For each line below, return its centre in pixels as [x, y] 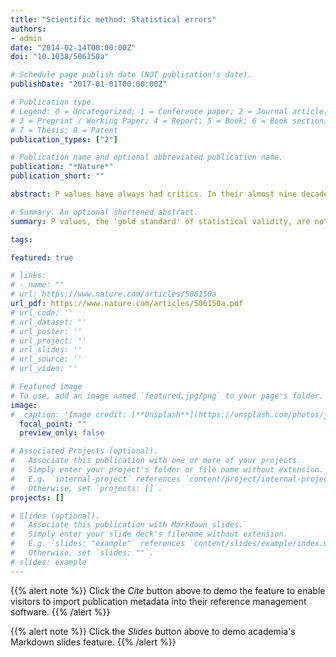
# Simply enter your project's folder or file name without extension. [167, 470]
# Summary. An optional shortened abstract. [104, 212]
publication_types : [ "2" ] [64, 139]
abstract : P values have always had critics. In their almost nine [154, 194]
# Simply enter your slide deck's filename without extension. [149, 534]
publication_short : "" [57, 176]
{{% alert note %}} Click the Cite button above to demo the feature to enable [168, 590]
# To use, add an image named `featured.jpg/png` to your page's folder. [167, 396]
